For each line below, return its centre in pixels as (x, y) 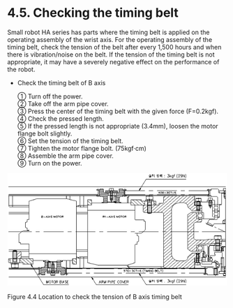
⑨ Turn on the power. (50, 163)
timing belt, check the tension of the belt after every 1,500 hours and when (114, 47)
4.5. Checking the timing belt (93, 13)
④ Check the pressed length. (60, 118)
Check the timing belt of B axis (61, 82)
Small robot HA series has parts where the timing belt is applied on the (108, 32)
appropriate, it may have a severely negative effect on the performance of (113, 61)
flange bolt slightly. (45, 133)
